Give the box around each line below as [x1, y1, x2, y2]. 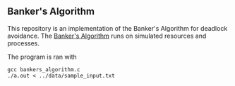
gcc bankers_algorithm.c [7, 66, 80, 73]
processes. [7, 38, 40, 48]
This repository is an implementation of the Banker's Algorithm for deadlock [7, 24, 228, 32]
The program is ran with [7, 52, 78, 61]
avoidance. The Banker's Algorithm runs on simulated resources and [7, 31, 207, 40]
